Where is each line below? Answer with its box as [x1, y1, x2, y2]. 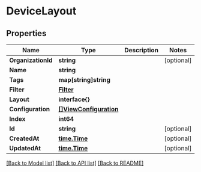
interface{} [58, 95, 90, 103]
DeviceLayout [6, 4, 77, 18]
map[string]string [58, 76, 111, 84]
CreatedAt [9, 134, 40, 143]
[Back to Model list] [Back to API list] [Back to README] [6, 159, 144, 167]
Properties [6, 28, 47, 38]
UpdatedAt [9, 144, 41, 152]
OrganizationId [9, 56, 53, 64]
